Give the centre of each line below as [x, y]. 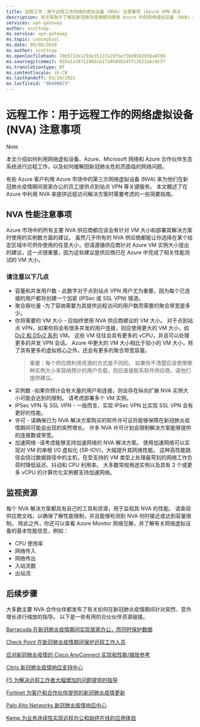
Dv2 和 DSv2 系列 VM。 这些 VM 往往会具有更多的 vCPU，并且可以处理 [102, 336]
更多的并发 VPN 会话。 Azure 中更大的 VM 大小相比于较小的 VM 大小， [101, 343]
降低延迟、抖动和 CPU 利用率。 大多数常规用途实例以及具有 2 [100, 465]
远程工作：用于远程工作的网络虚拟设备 [100, 115]
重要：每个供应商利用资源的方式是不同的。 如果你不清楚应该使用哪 [111, 363]
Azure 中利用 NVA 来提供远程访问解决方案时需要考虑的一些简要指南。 [91, 194]
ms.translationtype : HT [36, 67]
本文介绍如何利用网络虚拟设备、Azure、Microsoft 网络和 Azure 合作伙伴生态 [99, 159]
